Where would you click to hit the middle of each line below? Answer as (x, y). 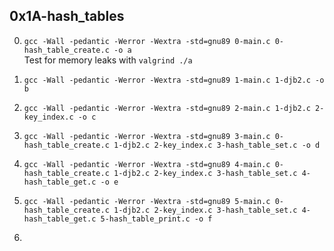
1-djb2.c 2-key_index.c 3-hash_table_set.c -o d (217, 145)
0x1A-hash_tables (67, 16)
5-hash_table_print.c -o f (156, 219)
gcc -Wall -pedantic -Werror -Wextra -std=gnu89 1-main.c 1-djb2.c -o (174, 80)
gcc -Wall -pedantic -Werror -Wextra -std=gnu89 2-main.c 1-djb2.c (167, 108)
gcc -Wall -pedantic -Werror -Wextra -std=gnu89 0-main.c (147, 41)
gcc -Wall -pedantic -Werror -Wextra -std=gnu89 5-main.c (147, 201)
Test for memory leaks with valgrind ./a (108, 60)
